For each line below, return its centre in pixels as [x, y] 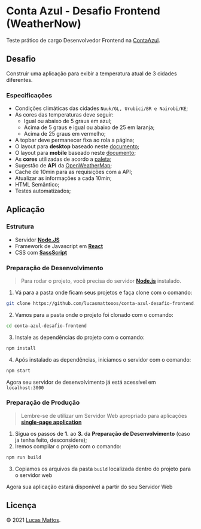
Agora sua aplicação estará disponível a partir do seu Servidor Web [89, 487]
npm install [21, 348]
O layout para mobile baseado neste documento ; [75, 153]
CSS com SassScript [41, 252]
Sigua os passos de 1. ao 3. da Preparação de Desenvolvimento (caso [102, 433]
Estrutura [20, 227]
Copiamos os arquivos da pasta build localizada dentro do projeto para [103, 469]
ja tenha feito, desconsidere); [51, 440]
